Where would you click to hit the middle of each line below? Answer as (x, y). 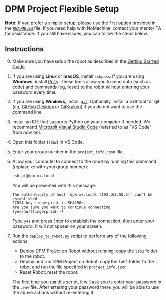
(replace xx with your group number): (50, 166)
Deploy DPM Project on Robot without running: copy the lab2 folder (88, 251)
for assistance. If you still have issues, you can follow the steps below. (77, 33)
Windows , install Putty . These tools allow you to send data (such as (82, 81)
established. (26, 199)
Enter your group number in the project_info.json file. (68, 151)
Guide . (19, 66)
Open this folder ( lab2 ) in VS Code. (48, 142)
